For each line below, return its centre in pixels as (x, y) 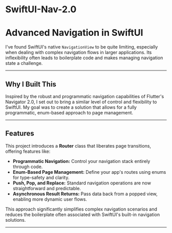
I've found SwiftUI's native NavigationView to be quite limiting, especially (82, 47)
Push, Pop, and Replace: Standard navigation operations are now (82, 183)
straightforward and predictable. (47, 188)
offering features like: (28, 151)
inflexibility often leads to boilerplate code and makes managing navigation (84, 58)
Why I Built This (31, 84)
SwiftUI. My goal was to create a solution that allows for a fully (71, 107)
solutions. (16, 220)
